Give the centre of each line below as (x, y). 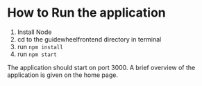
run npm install (40, 46)
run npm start (37, 54)
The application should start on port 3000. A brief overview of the (101, 67)
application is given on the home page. (62, 75)
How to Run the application (87, 13)
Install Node (34, 32)
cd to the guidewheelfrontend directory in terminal (89, 39)
